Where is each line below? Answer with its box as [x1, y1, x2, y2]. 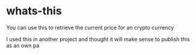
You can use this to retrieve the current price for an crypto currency [6, 24, 174, 31]
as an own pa [6, 42, 40, 49]
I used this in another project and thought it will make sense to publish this [6, 35, 191, 42]
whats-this [6, 4, 62, 18]
